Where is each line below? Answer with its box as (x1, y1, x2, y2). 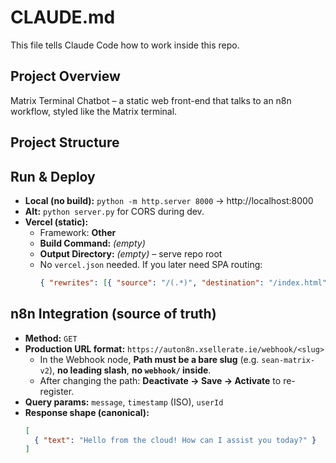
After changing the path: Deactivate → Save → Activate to (39, 374, 282, 386)
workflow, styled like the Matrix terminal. (10, 105, 178, 117)
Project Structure (10, 134, 120, 151)
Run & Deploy (10, 168, 96, 185)
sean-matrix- (261, 355, 316, 365)
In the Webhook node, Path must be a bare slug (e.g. (39, 353, 260, 365)
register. (39, 385, 75, 397)
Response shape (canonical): (24, 406, 150, 418)
